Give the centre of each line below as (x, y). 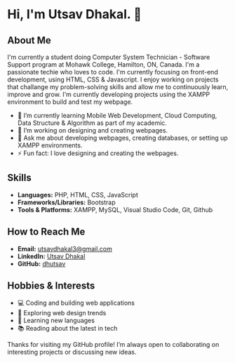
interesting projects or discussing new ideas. (72, 352)
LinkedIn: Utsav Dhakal (51, 256)
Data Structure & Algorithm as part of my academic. (92, 123)
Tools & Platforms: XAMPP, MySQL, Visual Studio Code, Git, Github (115, 209)
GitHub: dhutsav (41, 263)
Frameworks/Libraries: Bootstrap (66, 202)
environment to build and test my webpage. (70, 102)
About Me (29, 40)
